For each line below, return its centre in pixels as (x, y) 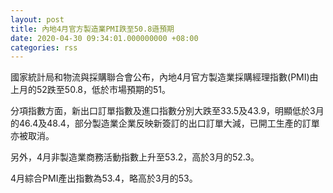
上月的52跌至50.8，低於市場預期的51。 (91, 90)
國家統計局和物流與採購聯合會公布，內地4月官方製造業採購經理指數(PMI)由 (164, 77)
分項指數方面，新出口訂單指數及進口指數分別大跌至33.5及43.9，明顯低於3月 (167, 111)
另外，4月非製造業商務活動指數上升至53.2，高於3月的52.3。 (135, 157)
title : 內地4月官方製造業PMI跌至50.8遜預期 (92, 29)
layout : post (37, 19)
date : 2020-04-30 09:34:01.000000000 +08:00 (104, 38)
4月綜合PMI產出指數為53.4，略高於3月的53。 (104, 178)
